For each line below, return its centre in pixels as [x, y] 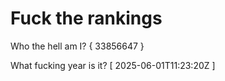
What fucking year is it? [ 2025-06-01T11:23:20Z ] [113, 65]
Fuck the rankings [86, 18]
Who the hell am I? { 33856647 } [77, 46]
